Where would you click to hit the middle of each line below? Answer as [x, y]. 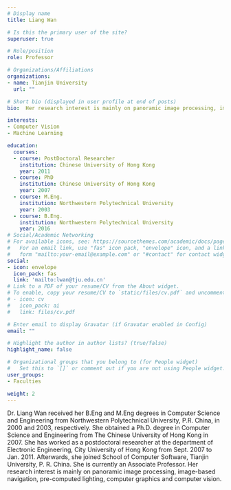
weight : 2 [21, 394]
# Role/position [30, 51]
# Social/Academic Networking [51, 235]
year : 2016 [35, 229]
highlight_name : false [40, 350]
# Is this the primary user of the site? [67, 32]
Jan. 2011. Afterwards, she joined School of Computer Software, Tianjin [108, 457]
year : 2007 [35, 191]
